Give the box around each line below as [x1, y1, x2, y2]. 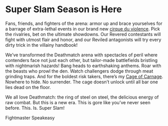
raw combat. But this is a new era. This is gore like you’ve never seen [5, 99, 151, 105]
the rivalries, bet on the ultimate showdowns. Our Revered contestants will [5, 31, 161, 37]
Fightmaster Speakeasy [5, 114, 55, 120]
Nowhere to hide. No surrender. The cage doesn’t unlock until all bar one [5, 79, 158, 85]
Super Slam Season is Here [5, 4, 122, 15]
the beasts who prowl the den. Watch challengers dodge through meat [5, 68, 154, 74]
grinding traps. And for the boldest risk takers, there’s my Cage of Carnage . [5, 73, 163, 79]
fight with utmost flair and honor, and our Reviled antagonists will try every [5, 37, 161, 43]
